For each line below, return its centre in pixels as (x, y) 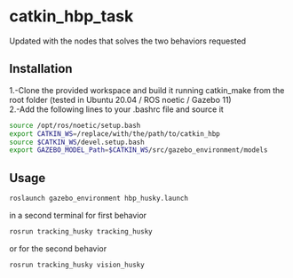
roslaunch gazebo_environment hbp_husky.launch (99, 199)
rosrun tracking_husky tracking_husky (81, 231)
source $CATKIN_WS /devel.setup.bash (77, 142)
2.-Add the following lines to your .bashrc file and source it (116, 109)
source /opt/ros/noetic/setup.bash (75, 125)
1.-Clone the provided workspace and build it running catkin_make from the (147, 90)
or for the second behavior (58, 248)
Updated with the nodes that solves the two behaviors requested (128, 41)
